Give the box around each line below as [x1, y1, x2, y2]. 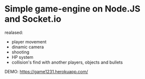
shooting [11, 49, 30, 55]
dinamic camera [11, 44, 44, 50]
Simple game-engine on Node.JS [4, 3, 141, 14]
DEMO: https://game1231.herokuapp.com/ [4, 68, 88, 74]
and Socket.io [4, 13, 62, 25]
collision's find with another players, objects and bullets [11, 59, 123, 65]
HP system [11, 54, 33, 60]
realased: [4, 29, 23, 35]
